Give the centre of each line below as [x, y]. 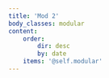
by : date [52, 54]
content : [23, 31]
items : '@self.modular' [63, 62]
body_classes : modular [46, 24]
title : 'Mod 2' [34, 16]
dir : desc [54, 46]
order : [34, 39]
